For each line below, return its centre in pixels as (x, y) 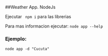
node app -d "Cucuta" (27, 49)
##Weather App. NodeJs (30, 7)
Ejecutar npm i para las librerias (38, 16)
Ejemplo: (16, 39)
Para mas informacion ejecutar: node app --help (54, 26)
